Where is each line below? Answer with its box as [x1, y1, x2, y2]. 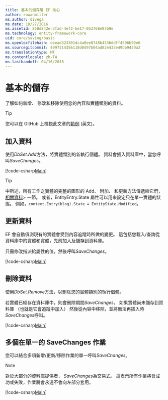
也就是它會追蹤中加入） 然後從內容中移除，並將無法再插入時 [19, 305, 144, 312]
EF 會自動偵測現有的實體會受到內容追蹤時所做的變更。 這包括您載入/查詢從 [5, 231, 160, 237]
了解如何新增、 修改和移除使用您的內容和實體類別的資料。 [5, 100, 126, 106]
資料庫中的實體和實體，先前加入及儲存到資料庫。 [5, 237, 107, 243]
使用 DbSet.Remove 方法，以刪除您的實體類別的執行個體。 [5, 289, 124, 295]
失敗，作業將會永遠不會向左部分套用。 [14, 379, 94, 385]
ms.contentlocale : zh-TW [5, 54, 57, 60]
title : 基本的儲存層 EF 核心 [5, 7, 60, 13]
